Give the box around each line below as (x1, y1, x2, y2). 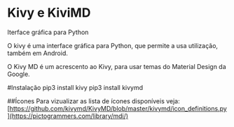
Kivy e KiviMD (7, 5, 91, 21)
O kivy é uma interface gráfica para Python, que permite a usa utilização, (7, 41, 219, 50)
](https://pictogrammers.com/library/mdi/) (7, 112, 128, 120)
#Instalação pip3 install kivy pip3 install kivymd (7, 83, 144, 91)
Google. (7, 70, 30, 78)
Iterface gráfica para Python (7, 28, 89, 36)
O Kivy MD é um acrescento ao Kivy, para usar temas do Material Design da (7, 62, 226, 70)
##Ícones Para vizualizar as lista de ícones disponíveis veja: (7, 96, 180, 105)
